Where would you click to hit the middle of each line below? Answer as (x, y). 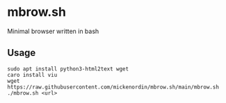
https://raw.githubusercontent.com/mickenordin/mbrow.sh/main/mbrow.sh (113, 87)
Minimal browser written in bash (53, 31)
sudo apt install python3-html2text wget (68, 69)
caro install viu (32, 75)
